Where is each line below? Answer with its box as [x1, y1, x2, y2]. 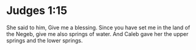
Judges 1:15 [6, 4, 68, 18]
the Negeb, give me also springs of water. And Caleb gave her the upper [6, 30, 189, 37]
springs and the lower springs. [6, 37, 83, 44]
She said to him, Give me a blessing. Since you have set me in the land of [6, 24, 191, 31]
